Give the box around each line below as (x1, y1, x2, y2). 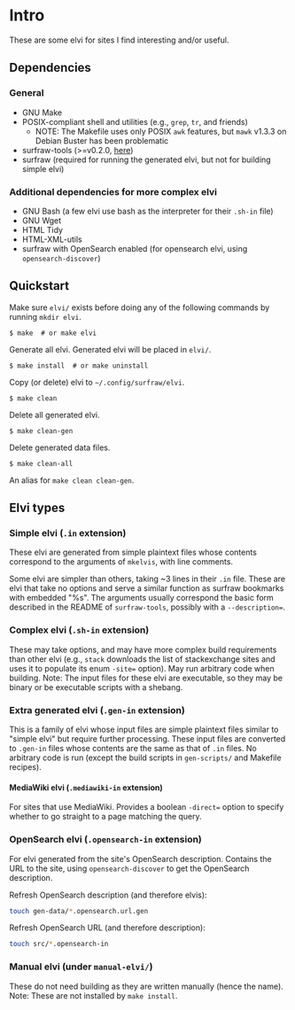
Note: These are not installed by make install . (9, 990, 178, 1001)
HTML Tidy (21, 224, 64, 235)
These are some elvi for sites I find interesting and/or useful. (9, 35, 229, 45)
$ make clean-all (9, 459, 74, 468)
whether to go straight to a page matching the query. (9, 812, 202, 822)
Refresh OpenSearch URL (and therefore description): (9, 922, 206, 933)
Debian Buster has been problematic (35, 135, 169, 146)
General (9, 87, 44, 99)
